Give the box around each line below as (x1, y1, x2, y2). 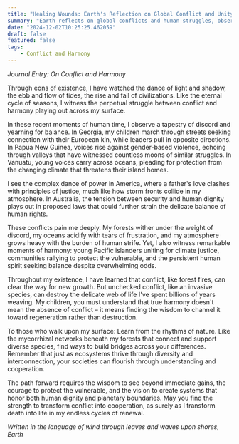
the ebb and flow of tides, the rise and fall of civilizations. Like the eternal (7, 91, 223, 100)
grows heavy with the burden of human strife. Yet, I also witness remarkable (7, 238, 230, 247)
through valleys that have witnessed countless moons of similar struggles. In (7, 150, 232, 159)
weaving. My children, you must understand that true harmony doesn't (7, 297, 214, 306)
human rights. (7, 210, 48, 218)
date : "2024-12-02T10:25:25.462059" (7, 24, 116, 31)
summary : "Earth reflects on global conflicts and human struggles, (7, 17, 215, 24)
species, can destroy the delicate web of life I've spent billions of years (7, 290, 216, 299)
